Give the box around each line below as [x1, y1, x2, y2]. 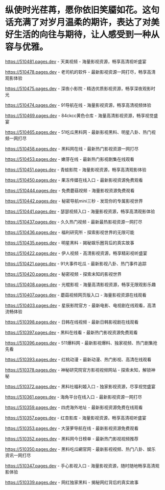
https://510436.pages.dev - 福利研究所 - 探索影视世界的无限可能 [5, 229, 135, 235]
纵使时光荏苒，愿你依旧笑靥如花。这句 [5, 4, 160, 16]
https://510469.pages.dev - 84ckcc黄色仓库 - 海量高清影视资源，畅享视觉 [5, 113, 154, 118]
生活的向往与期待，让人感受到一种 [14, 29, 151, 40]
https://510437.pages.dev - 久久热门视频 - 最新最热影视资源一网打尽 [5, 219, 142, 225]
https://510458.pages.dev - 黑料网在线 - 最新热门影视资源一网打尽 [5, 145, 139, 151]
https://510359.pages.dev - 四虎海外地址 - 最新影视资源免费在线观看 [5, 404, 143, 410]
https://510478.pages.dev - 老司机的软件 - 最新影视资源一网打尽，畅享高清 [5, 69, 156, 75]
